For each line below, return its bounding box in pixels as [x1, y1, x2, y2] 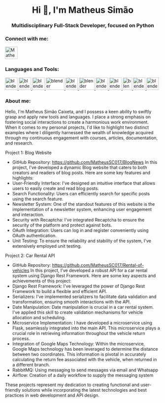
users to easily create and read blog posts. [12, 185, 99, 191]
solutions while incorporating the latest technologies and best [22, 387, 147, 393]
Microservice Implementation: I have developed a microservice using [12, 320, 153, 326]
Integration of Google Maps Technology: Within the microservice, [12, 341, 145, 347]
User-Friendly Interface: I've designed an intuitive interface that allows [12, 180, 155, 186]
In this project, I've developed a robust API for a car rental [30, 267, 148, 273]
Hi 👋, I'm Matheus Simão [32, 4, 134, 16]
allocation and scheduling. [12, 315, 66, 320]
